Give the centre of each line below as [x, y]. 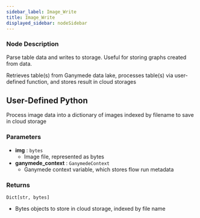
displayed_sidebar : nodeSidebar [47, 23]
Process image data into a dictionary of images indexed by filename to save [100, 115]
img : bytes [29, 150]
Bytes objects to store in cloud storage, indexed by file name [90, 209]
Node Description [33, 44]
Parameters [23, 137]
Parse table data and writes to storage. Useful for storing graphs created [96, 57]
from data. [19, 63]
